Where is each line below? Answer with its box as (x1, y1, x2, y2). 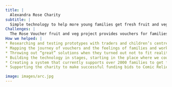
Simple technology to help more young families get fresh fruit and (10, 21, 159, 27)
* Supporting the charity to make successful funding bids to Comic (5, 64, 155, 70)
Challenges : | (5, 27, 36, 32)
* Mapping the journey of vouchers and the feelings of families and (5, 46, 157, 51)
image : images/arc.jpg (5, 74, 54, 79)
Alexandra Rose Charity (10, 12, 60, 17)
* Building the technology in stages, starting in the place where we (5, 55, 159, 60)
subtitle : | (5, 17, 31, 22)
